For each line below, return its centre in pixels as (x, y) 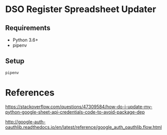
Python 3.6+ (25, 40)
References (30, 93)
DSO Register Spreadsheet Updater (81, 9)
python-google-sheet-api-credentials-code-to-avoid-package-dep (75, 112)
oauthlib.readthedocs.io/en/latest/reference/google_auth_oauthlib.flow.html (84, 127)
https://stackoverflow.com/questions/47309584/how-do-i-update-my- (79, 106)
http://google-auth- (25, 121)
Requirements (28, 28)
